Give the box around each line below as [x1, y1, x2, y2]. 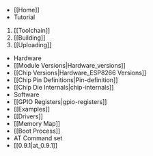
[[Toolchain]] [13, 27, 51, 34]
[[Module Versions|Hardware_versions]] [13, 62, 126, 69]
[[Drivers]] [13, 112, 43, 120]
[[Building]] [13, 34, 46, 42]
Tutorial [13, 13, 36, 21]
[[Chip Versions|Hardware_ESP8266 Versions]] [13, 68, 147, 77]
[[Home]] [13, 6, 40, 14]
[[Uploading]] [13, 41, 52, 49]
